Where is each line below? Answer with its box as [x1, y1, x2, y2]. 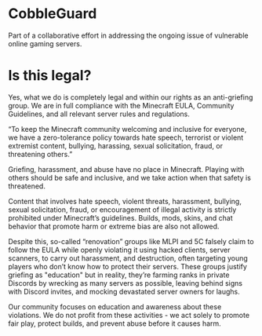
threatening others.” [8, 149, 73, 159]
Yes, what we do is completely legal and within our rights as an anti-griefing [8, 92, 253, 102]
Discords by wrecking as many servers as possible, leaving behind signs [8, 278, 243, 287]
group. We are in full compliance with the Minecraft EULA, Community [8, 100, 235, 110]
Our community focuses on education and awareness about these [8, 301, 222, 311]
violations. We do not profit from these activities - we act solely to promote [8, 310, 249, 320]
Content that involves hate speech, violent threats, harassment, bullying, [8, 196, 242, 206]
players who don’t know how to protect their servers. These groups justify [8, 261, 247, 271]
